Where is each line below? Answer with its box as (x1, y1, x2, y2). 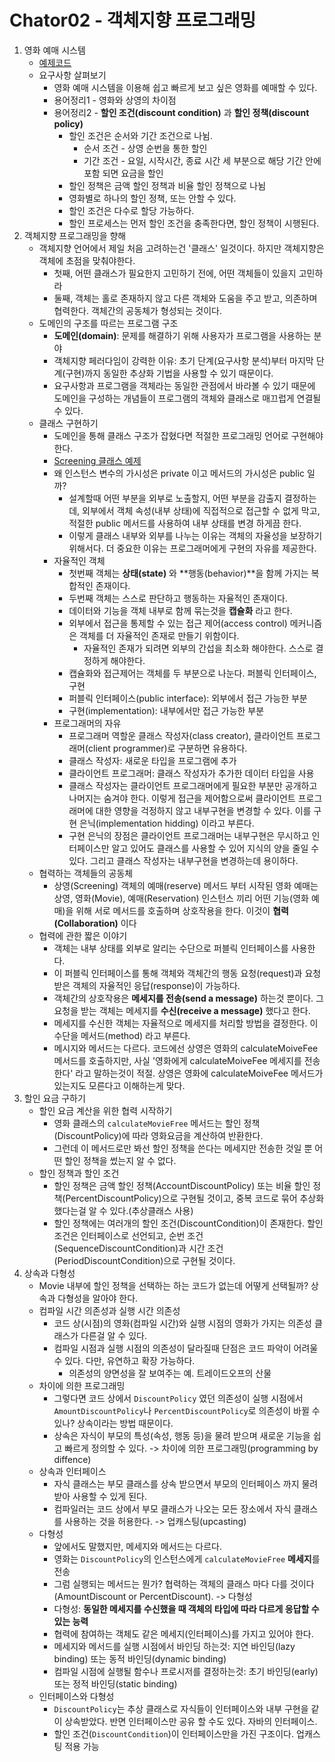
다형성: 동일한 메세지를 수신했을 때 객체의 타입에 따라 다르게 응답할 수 (53, 1602, 320, 1615)
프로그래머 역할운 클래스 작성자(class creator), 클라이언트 (68, 729, 295, 741)
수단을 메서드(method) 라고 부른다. (53, 1029, 191, 1041)
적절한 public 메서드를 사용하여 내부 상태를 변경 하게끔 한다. (68, 517, 302, 529)
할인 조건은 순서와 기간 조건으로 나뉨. (68, 129, 213, 141)
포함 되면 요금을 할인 (83, 167, 164, 179)
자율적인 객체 (53, 554, 106, 566)
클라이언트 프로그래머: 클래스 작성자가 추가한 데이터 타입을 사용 (68, 767, 315, 779)
